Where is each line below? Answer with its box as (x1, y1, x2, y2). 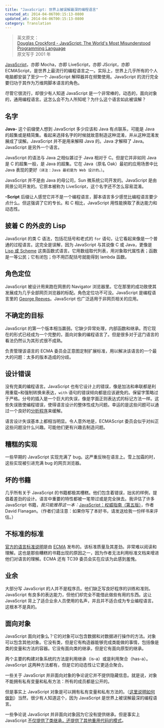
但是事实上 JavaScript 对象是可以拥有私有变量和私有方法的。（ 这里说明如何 (5, 689, 155, 695)
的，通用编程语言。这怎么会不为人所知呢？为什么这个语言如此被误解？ (5, 96, 146, 103)
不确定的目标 (5, 311, 44, 320)
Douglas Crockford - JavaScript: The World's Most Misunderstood (17, 40, 151, 46)
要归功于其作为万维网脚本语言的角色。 (5, 80, 82, 86)
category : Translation (5, 21, 51, 26)
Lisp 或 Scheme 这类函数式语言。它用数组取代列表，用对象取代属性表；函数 (5, 248, 158, 254)
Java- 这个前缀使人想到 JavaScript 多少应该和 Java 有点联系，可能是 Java (5, 126, 155, 132)
